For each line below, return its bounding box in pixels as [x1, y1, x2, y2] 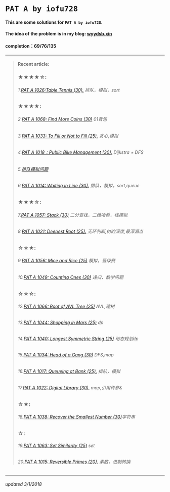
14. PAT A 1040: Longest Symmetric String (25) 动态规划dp [17, 336, 139, 342]
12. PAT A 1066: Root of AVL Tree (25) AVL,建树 [17, 303, 115, 310]
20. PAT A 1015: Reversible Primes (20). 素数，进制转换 [17, 459, 131, 465]
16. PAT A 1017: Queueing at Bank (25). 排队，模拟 [17, 368, 120, 374]
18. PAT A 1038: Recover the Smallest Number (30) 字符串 [17, 414, 136, 420]
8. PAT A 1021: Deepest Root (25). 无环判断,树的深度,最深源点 [17, 228, 143, 234]
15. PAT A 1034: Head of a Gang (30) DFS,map [17, 351, 114, 358]
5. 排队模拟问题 [17, 166, 49, 172]
